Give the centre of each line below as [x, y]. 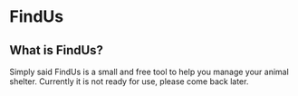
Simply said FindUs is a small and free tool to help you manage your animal [149, 72]
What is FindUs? [57, 50]
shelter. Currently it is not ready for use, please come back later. [129, 82]
